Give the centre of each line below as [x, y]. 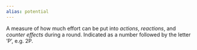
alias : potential [28, 11]
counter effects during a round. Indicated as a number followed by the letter [98, 34]
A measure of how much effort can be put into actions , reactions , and [91, 28]
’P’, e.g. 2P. [20, 41]
